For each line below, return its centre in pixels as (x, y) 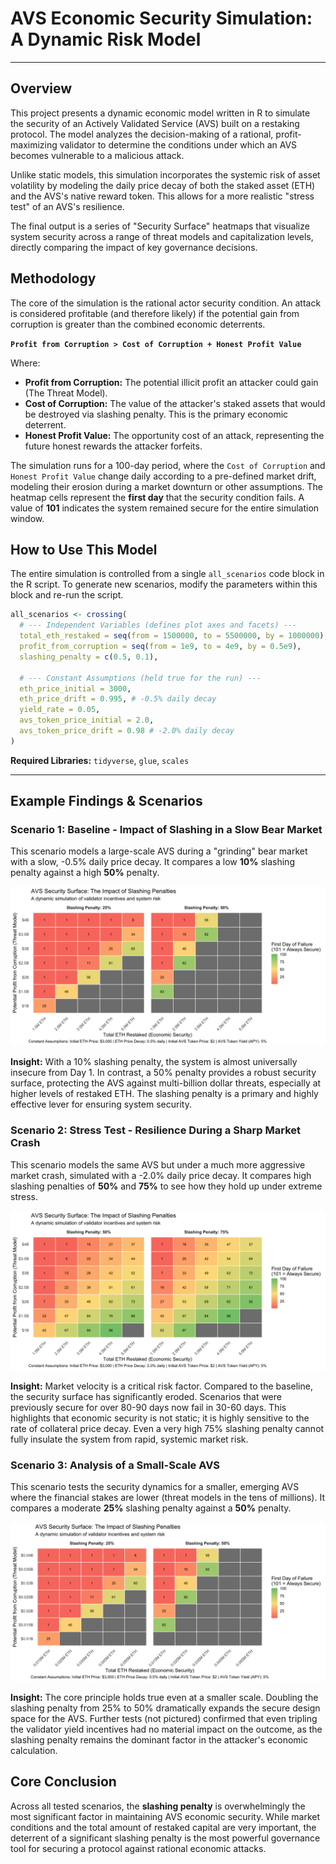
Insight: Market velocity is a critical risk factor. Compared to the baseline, (161, 1386)
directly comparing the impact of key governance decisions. (134, 247)
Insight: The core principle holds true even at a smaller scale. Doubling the (164, 1697)
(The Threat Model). (66, 393)
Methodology (53, 278)
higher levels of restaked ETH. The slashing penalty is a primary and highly (164, 1094)
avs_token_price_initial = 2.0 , (87, 720)
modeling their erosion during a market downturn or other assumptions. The (166, 486)
